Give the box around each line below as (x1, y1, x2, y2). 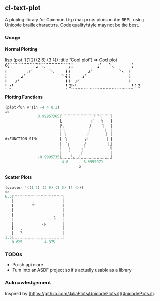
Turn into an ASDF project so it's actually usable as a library (12, 267, 132, 273)
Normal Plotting (5, 46, 37, 52)
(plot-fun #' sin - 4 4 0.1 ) (5, 105, 60, 110)
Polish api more (12, 262, 44, 268)
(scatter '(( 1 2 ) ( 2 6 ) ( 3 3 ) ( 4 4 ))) (5, 185, 84, 190)
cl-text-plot (5, 4, 41, 12)
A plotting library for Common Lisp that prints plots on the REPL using (5, 17, 144, 22)
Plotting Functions (5, 94, 43, 100)
